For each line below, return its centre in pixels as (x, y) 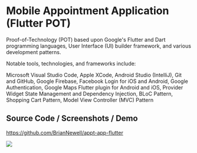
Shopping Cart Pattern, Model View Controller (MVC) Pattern (80, 100)
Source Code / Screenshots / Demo (72, 119)
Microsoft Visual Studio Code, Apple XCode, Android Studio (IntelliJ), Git (94, 75)
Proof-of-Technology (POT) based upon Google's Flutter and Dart (86, 39)
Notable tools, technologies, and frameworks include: (71, 64)
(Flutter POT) (38, 23)
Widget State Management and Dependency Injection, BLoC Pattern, (89, 94)
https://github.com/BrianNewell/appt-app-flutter (65, 132)
